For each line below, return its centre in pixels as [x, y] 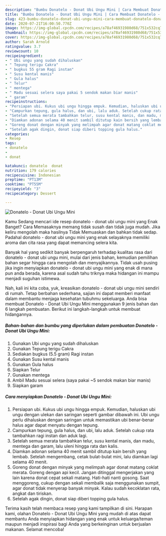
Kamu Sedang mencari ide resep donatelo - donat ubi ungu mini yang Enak [82, 221]
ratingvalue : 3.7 [23, 47]
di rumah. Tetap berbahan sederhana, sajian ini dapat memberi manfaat [78, 293]
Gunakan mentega [31, 375]
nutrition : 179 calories [31, 171]
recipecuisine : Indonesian [33, 175]
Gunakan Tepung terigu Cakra [43, 348]
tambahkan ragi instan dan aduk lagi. [50, 436]
